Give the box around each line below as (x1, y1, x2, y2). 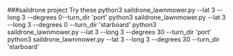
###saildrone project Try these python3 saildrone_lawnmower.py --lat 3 (7, 6, 215, 14)
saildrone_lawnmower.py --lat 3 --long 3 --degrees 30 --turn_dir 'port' (7, 28, 212, 36)
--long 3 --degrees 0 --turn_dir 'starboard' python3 (7, 21, 157, 28)
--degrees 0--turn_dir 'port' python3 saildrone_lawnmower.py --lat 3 (27, 13, 226, 21)
